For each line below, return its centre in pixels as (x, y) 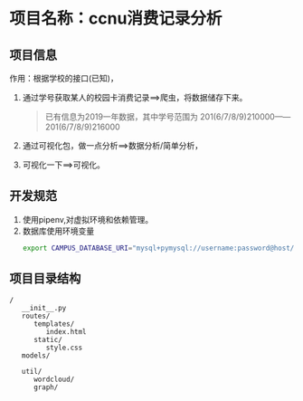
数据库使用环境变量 (58, 231)
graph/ (46, 387)
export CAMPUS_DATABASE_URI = (77, 248)
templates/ (54, 324)
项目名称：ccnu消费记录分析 (116, 19)
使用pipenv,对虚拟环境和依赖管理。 (88, 219)
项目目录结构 (45, 278)
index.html (66, 331)
